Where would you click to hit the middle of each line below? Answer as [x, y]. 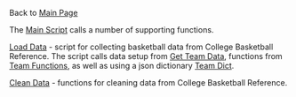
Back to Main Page [44, 13]
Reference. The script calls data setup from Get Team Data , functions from [146, 56]
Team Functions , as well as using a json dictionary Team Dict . [122, 66]
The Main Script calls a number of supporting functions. [112, 30]
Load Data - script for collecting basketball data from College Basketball [141, 47]
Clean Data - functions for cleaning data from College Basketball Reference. [148, 82]
